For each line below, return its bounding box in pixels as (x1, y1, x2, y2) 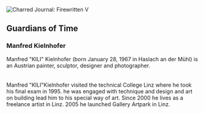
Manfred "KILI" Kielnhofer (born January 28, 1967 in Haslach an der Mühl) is (6, 55, 199, 62)
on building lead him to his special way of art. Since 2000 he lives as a (6, 94, 183, 101)
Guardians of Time (6, 24, 78, 34)
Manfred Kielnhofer (6, 42, 66, 50)
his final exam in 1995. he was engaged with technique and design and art (6, 87, 192, 95)
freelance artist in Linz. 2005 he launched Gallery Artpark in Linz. (6, 100, 170, 108)
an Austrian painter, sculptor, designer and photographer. (6, 62, 151, 69)
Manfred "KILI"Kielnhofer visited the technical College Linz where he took (6, 81, 192, 89)
